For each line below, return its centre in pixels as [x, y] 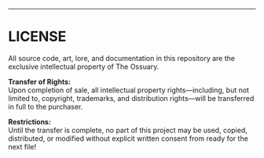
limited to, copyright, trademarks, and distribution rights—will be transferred [131, 98]
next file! [22, 146]
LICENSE [37, 37]
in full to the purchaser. [46, 106]
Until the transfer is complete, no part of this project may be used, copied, [128, 130]
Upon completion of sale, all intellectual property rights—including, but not [129, 90]
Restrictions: [29, 121]
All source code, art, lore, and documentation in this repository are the [122, 58]
